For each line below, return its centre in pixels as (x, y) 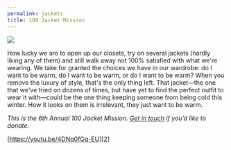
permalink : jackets (35, 14)
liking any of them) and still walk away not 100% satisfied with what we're (112, 60)
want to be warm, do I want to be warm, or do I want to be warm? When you (116, 75)
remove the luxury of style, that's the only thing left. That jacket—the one (112, 82)
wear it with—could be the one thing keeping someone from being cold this (115, 97)
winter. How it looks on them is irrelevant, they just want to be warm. (105, 104)
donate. (18, 125)
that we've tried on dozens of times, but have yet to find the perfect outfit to (115, 90)
